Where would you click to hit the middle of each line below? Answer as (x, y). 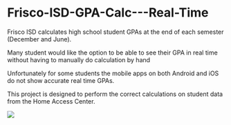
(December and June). (39, 39)
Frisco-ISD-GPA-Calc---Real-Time (108, 13)
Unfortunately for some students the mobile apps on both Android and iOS (113, 73)
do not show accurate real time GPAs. (61, 80)
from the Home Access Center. (51, 101)
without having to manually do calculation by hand (79, 59)
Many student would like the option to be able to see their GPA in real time (112, 52)
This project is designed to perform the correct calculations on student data (115, 94)
